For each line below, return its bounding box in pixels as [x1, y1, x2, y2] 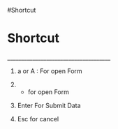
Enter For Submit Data [17, 101, 82, 109]
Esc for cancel [17, 114, 59, 123]
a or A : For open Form [17, 66, 82, 75]
